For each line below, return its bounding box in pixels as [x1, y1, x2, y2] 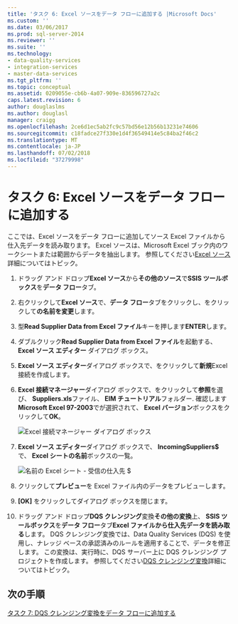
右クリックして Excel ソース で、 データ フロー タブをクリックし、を [17, 297, 211, 307]
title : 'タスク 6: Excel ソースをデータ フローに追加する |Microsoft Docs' [7, 10, 217, 18]
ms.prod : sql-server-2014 [7, 30, 84, 38]
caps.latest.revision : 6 [7, 97, 81, 104]
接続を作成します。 [17, 370, 74, 379]
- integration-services [7, 63, 78, 71]
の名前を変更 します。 [36, 307, 98, 315]
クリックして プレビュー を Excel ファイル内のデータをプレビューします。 [17, 481, 229, 490]
